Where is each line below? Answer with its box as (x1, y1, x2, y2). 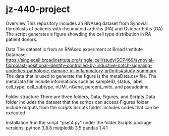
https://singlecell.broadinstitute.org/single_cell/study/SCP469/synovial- (6, 57, 154, 63)
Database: (6, 52, 27, 58)
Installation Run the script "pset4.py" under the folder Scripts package (6, 119, 152, 125)
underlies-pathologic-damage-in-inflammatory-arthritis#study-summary (6, 67, 156, 74)
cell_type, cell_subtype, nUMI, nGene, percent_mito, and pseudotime (6, 83, 149, 89)
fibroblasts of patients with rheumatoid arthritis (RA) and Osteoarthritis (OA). (6, 25, 164, 31)
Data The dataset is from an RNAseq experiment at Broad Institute (6, 46, 143, 52)
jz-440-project (6, 4, 70, 15)
